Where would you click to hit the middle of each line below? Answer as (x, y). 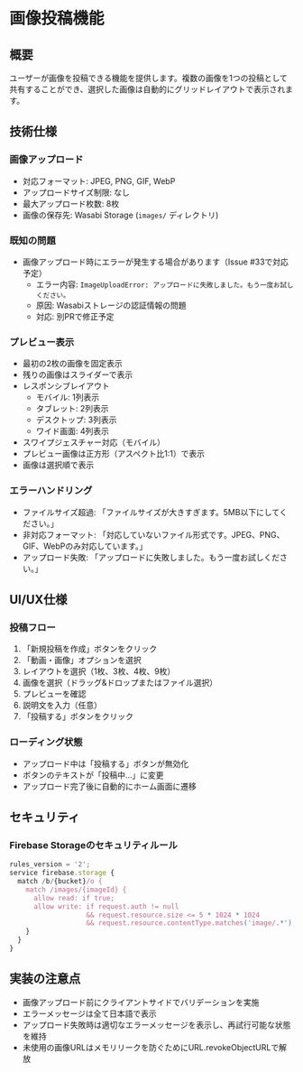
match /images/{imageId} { (76, 890)
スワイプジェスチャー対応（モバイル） (93, 442)
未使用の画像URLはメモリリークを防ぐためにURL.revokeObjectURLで (151, 1047)
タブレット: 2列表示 (73, 409)
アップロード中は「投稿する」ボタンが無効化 (106, 763)
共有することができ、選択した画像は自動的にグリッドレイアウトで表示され (147, 89)
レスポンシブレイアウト (66, 386)
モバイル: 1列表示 (68, 397)
